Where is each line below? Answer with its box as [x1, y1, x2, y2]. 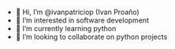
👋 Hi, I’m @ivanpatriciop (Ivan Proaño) [15, 8, 140, 16]
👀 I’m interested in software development [15, 16, 150, 25]
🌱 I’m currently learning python [15, 24, 117, 33]
